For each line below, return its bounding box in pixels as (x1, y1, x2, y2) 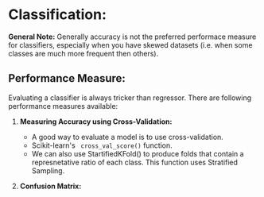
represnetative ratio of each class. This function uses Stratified (31, 157, 239, 167)
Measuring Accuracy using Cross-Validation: (19, 117, 173, 126)
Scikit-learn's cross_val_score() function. (31, 141, 173, 150)
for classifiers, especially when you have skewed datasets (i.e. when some (8, 40, 253, 49)
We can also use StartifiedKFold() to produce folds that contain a (31, 149, 244, 158)
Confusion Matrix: (19, 181, 82, 191)
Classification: (8, 6, 107, 24)
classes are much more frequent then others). (8, 48, 159, 58)
